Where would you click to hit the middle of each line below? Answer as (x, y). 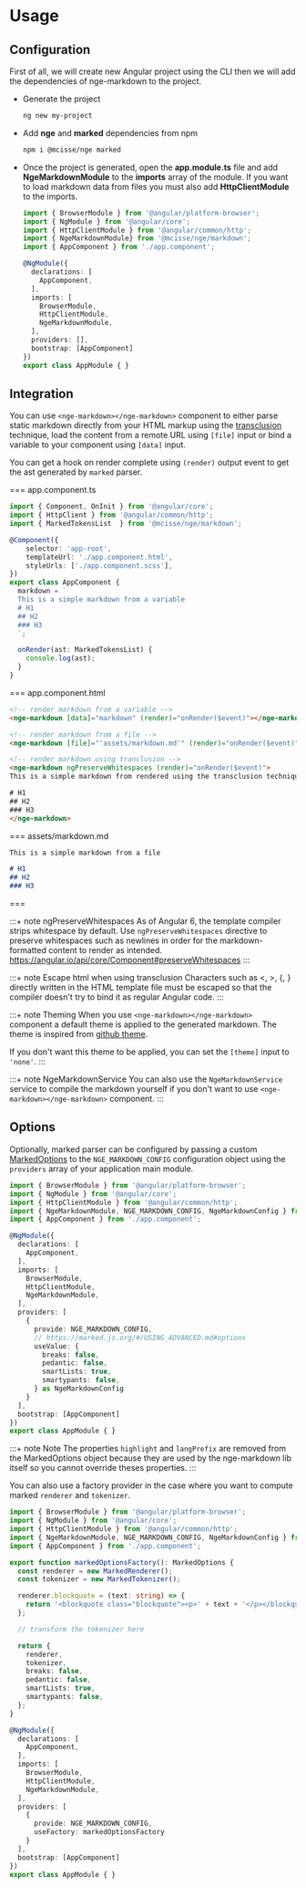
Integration (42, 393)
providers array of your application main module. (102, 1169)
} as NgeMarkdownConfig (79, 1389)
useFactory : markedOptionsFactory (99, 1832)
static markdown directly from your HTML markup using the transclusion (146, 425)
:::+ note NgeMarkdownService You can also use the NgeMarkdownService (146, 1079)
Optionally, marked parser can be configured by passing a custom (133, 1149)
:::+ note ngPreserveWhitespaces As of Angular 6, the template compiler (145, 921)
